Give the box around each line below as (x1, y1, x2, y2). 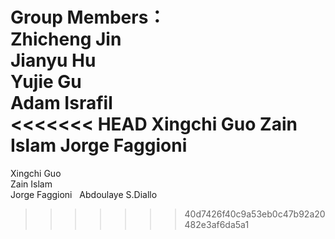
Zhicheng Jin (10, 28, 122, 51)
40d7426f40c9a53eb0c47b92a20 (184, 208, 326, 220)
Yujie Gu (10, 71, 82, 93)
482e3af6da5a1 (184, 218, 250, 230)
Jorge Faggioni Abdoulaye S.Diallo (10, 188, 158, 200)
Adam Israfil (10, 92, 113, 115)
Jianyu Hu (10, 49, 97, 72)
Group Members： (10, 6, 167, 29)
